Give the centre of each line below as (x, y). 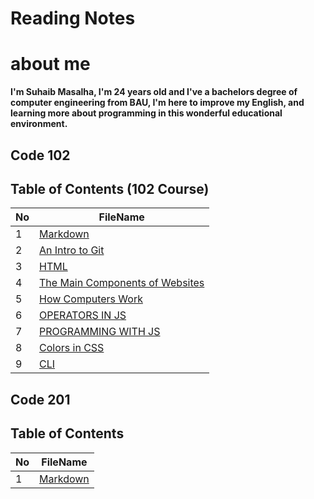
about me (50, 64)
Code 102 (40, 155)
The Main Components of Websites (122, 283)
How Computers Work (91, 299)
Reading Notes (73, 18)
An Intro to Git (72, 250)
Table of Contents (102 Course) (110, 188)
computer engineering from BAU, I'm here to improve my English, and (157, 103)
